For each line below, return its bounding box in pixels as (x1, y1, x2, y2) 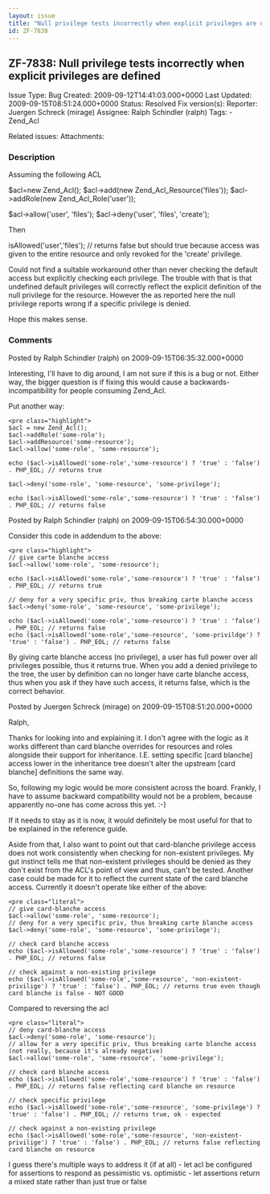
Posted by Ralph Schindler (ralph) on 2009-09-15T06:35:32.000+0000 (8, 353, 243, 363)
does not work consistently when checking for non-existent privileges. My (8, 847, 255, 857)
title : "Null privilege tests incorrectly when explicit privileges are (8, 19, 257, 27)
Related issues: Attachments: (8, 132, 104, 142)
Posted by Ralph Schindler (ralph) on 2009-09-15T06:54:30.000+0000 (8, 515, 243, 525)
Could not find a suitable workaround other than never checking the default (8, 265, 258, 274)
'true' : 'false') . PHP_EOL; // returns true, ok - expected (8, 1110, 221, 1118)
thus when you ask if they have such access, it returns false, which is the (8, 677, 251, 687)
